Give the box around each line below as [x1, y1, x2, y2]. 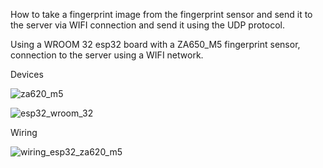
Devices [10, 69, 44, 80]
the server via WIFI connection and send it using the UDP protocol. [10, 19, 285, 31]
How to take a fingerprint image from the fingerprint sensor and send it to [10, 9, 313, 20]
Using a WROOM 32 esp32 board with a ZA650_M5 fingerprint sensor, [10, 39, 301, 50]
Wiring [10, 127, 38, 138]
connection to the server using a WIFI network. [10, 49, 204, 61]
